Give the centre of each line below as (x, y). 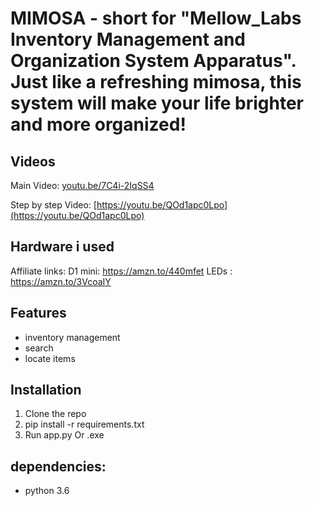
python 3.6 (47, 491)
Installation (46, 390)
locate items (50, 358)
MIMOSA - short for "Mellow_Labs (156, 18)
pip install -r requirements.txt (84, 424)
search (39, 348)
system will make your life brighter (157, 103)
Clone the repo (55, 414)
